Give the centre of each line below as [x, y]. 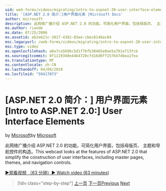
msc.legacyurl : [21, 42]
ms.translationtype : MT [30, 60]
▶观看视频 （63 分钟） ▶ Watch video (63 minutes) [57, 172]
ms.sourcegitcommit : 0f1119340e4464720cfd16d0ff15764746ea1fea [72, 56]
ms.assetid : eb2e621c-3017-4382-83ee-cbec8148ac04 [58, 38]
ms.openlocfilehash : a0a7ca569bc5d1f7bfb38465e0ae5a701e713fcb [72, 51]
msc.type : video [22, 47]
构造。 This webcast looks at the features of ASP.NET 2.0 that [84, 151]
